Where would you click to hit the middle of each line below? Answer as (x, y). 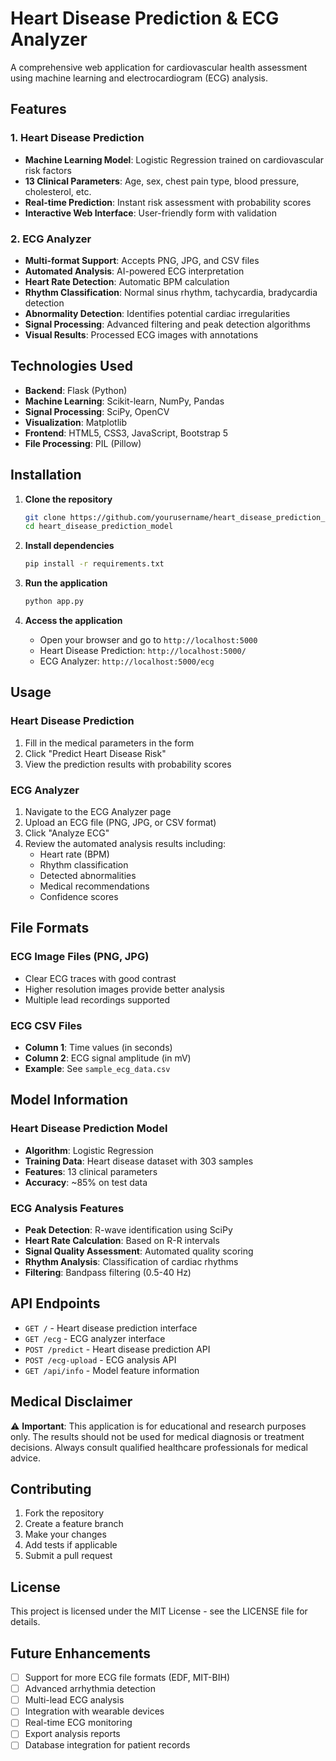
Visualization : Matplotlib (76, 422)
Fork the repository (64, 1513)
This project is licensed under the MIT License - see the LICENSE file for (159, 1611)
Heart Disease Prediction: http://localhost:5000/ (143, 651)
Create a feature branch (74, 1524)
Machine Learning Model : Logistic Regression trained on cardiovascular (174, 159)
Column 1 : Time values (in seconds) (98, 1048)
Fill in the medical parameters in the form (109, 743)
